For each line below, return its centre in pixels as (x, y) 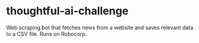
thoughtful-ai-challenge (67, 11)
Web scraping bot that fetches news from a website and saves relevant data (100, 27)
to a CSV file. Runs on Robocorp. (47, 33)
